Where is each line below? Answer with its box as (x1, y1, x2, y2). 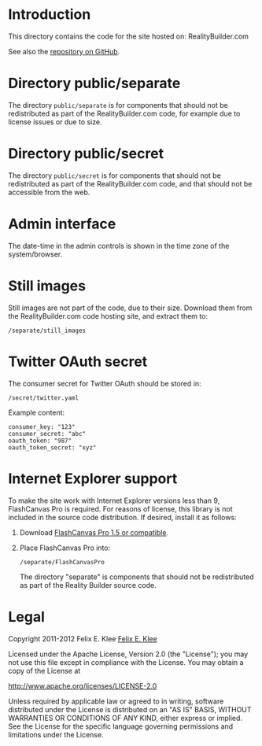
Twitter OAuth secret (8, 353, 148, 371)
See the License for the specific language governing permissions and (8, 722, 234, 731)
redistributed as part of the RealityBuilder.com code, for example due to (8, 109, 241, 118)
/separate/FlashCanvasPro (19, 558, 105, 566)
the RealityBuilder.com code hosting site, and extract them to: (8, 311, 208, 320)
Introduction (8, 6, 91, 24)
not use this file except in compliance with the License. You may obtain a (8, 657, 244, 667)
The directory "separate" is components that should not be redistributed (19, 572, 254, 582)
